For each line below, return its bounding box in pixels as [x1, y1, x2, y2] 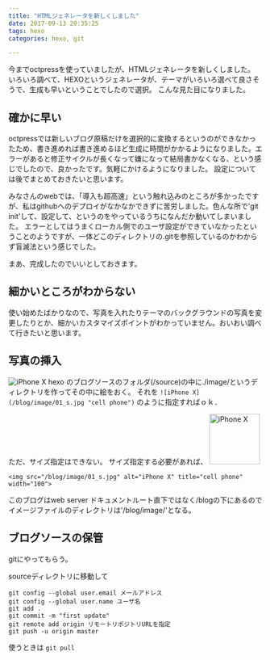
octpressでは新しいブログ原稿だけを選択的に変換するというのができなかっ [8, 134, 256, 144]
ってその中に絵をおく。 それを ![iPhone [57, 387, 189, 397]
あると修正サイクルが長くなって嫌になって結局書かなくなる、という [29, 154, 255, 164]
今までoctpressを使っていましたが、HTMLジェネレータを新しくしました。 [8, 65, 255, 74]
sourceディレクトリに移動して [8, 571, 109, 581]
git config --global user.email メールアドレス [8, 589, 163, 597]
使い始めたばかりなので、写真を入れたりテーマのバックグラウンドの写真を [8, 308, 255, 317]
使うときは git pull [8, 642, 75, 652]
